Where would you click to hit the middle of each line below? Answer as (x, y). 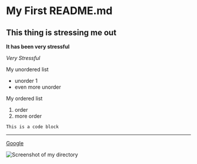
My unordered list (27, 69)
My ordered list (24, 98)
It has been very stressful (38, 46)
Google (15, 143)
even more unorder (38, 87)
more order (28, 116)
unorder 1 (26, 81)
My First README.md (60, 11)
